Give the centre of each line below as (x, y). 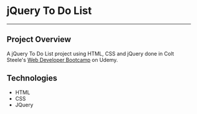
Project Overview (39, 39)
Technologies (32, 78)
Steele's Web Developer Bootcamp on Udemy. (63, 60)
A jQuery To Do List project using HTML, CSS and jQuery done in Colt (90, 53)
